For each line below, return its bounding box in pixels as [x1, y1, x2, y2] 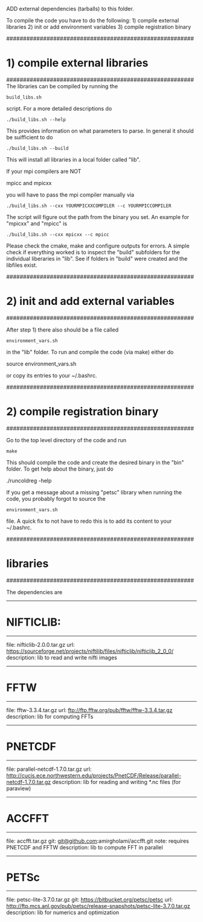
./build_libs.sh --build [6, 145, 69, 151]
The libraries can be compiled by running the [6, 82, 118, 90]
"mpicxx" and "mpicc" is [6, 220, 68, 227]
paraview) [6, 785, 31, 792]
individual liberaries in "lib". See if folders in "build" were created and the [6, 255, 188, 262]
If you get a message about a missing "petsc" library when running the [6, 488, 182, 495]
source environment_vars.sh [6, 360, 77, 367]
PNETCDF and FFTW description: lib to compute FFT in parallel [6, 843, 163, 851]
